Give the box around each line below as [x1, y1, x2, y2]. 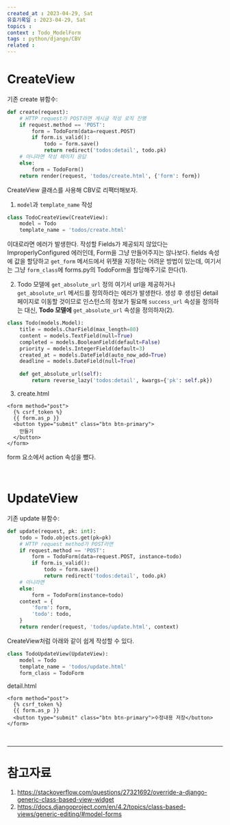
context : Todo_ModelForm [7, 29, 81, 36]
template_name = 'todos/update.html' [19, 663, 127, 670]
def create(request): [7, 108, 69, 115]
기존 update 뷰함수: [7, 514, 60, 522]
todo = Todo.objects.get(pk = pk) [19, 534, 112, 541]
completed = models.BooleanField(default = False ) [19, 339, 161, 346]
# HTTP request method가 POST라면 [19, 540, 114, 547]
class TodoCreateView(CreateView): [7, 214, 109, 221]
